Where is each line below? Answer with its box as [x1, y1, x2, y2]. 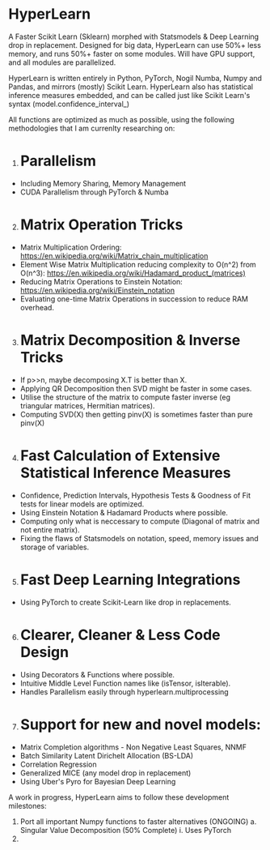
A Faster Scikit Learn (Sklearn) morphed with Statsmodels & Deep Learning [8, 32, 259, 41]
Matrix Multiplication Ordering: [19, 242, 122, 252]
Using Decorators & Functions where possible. [19, 669, 175, 679]
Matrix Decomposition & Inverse [19, 331, 241, 349]
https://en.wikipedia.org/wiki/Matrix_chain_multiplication [19, 250, 209, 260]
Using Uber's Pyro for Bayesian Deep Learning [19, 776, 176, 786]
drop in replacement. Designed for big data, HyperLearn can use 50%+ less [8, 40, 261, 49]
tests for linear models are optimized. [19, 499, 145, 509]
